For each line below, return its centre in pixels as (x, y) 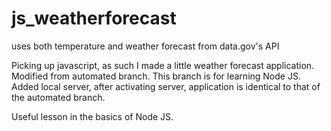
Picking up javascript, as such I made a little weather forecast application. (163, 65)
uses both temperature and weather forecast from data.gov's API (145, 46)
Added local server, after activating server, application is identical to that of (166, 86)
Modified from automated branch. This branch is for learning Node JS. (156, 76)
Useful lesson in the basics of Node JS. (92, 116)
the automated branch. (58, 97)
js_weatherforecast (94, 18)
